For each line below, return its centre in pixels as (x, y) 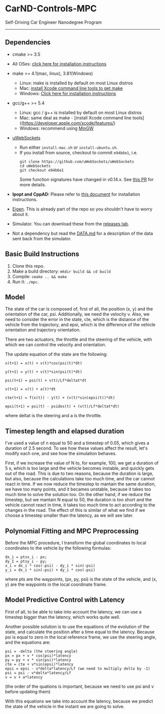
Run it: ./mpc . (26, 282)
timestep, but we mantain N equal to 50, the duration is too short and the (79, 500)
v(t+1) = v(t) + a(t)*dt (30, 389)
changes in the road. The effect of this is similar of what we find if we (75, 510)
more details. (33, 184)
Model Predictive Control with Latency (65, 600)
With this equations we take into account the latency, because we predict (79, 701)
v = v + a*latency (24, 677)
